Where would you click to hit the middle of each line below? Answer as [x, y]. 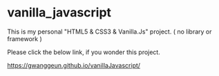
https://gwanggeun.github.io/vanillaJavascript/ [74, 65]
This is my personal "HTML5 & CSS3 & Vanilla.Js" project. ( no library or [109, 31]
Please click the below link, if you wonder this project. [84, 52]
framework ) [25, 38]
